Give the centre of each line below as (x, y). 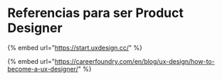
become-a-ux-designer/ (43, 69)
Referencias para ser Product (95, 13)
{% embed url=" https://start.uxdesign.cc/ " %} (75, 47)
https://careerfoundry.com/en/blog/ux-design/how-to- (134, 61)
